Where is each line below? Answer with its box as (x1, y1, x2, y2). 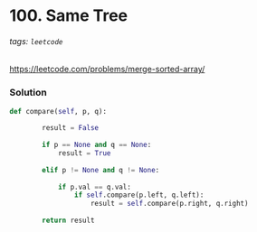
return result (42, 216, 95, 226)
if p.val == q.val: (57, 182, 131, 191)
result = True (57, 149, 111, 158)
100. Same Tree (9, 5, 128, 26)
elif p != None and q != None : (42, 165, 160, 174)
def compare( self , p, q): (9, 107, 107, 116)
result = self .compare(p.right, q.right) (90, 200, 249, 209)
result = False (42, 124, 100, 133)
